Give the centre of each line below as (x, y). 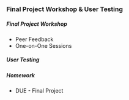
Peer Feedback (34, 39)
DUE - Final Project (39, 91)
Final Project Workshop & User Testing (65, 9)
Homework (21, 75)
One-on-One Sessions (43, 45)
